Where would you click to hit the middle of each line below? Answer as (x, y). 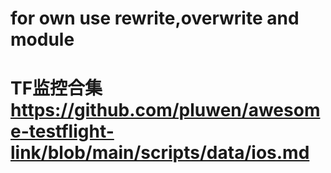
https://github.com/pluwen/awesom (165, 110)
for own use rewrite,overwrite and (155, 18)
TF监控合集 (56, 88)
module (42, 39)
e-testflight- (62, 131)
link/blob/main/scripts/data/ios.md (160, 153)
